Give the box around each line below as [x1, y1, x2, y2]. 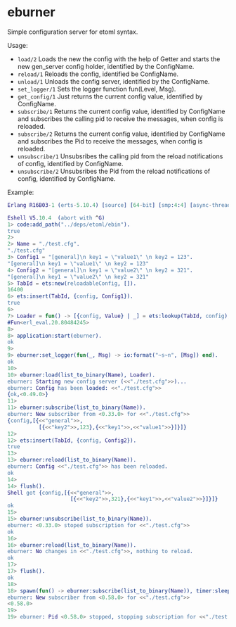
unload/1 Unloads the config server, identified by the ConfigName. [17, 77, 210, 85]
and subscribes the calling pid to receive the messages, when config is [17, 114, 223, 123]
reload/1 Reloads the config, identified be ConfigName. [17, 70, 179, 78]
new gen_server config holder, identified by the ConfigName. [17, 62, 195, 70]
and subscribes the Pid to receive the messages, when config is [17, 137, 203, 145]
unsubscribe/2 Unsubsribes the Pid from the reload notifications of [17, 167, 211, 175]
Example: [7, 188, 34, 196]
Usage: [7, 41, 28, 49]
